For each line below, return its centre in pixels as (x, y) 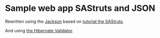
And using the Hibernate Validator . (39, 30)
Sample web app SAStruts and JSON (80, 8)
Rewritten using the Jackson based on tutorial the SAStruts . (65, 21)
